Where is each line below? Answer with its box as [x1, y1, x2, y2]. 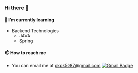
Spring [19, 38, 33, 44]
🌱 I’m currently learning [4, 17, 54, 23]
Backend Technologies [11, 28, 59, 34]
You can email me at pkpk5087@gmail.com [11, 63, 101, 69]
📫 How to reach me [4, 49, 46, 56]
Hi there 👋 [4, 4, 29, 11]
